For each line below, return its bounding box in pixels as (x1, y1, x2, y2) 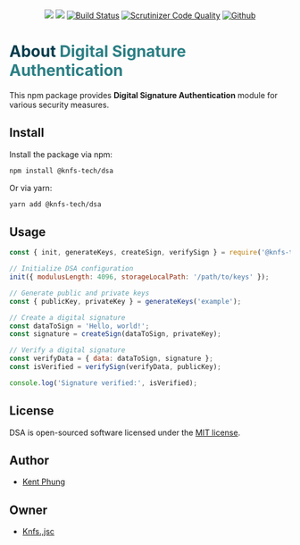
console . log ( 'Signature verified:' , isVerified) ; (9, 378, 198, 388)
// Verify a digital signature (9, 346, 126, 355)
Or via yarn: (9, 182, 53, 193)
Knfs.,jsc (21, 526, 55, 537)
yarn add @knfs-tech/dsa (9, 199, 102, 209)
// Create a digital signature (9, 313, 126, 322)
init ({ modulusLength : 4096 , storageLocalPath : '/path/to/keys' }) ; (9, 272, 270, 281)
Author (9, 453, 49, 468)
